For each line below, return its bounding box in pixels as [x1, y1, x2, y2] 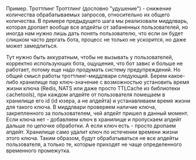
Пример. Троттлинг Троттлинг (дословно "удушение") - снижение [6, 5, 171, 12]
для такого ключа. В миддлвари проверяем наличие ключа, [6, 104, 157, 110]
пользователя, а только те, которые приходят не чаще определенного [6, 141, 183, 148]
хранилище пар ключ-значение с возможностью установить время [19, 79, 190, 86]
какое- [168, 73, 185, 79]
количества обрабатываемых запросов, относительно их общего [6, 11, 170, 18]
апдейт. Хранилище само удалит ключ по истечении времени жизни [6, 128, 178, 135]
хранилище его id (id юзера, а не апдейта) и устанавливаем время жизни [6, 97, 191, 104]
